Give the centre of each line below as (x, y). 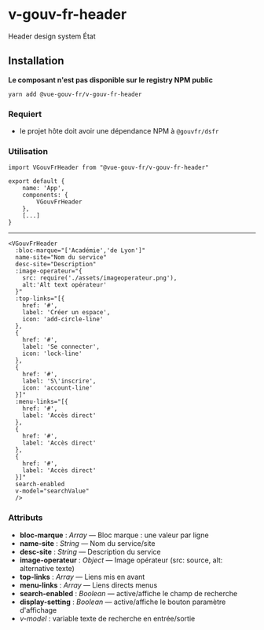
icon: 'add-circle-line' (63, 320)
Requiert (25, 114)
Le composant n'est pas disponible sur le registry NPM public (111, 79)
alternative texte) (47, 568)
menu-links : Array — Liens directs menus (88, 585)
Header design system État (52, 36)
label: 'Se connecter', (61, 347)
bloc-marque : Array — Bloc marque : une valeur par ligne (114, 535)
